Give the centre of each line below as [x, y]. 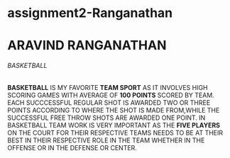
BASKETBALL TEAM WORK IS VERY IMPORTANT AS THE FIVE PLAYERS [114, 125]
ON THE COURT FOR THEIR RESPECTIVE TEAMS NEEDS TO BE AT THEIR [115, 132]
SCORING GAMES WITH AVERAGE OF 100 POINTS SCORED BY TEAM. [111, 95]
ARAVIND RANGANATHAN [87, 46]
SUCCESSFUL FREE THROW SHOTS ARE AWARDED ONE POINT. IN [106, 118]
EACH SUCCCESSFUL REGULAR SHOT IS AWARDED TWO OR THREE [109, 102]
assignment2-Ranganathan [90, 13]
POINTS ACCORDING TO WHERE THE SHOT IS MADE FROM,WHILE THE [114, 110]
